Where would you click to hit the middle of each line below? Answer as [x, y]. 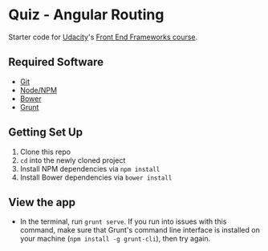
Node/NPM [39, 90]
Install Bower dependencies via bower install [96, 177]
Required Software [56, 62]
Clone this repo [45, 152]
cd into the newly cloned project [73, 160]
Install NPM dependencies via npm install [90, 168]
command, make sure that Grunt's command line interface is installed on [140, 230]
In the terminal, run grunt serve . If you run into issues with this [123, 221]
